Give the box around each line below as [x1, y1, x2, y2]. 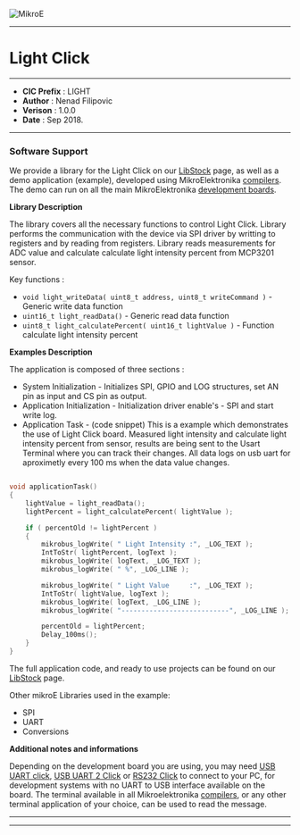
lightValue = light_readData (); [25, 498, 146, 508]
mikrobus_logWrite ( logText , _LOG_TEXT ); [41, 556, 202, 566]
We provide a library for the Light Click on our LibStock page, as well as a [9, 165, 279, 176]
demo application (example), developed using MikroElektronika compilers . [9, 175, 282, 186]
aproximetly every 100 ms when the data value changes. [21, 457, 230, 468]
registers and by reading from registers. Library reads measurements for [9, 238, 276, 249]
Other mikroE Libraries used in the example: [9, 689, 171, 700]
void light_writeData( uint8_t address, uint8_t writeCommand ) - [21, 291, 272, 303]
